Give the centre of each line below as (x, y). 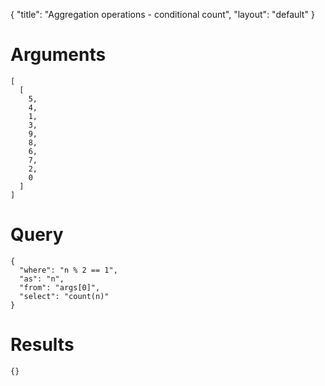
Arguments (58, 55)
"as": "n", (42, 279)
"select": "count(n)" (64, 296)
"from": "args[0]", (60, 287)
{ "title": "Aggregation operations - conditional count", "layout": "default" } (162, 14)
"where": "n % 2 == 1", (68, 270)
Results (42, 345)
